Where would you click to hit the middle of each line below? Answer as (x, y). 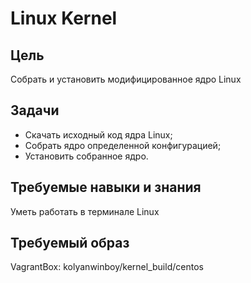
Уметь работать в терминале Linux (85, 211)
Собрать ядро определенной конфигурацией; (123, 145)
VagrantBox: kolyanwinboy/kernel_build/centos (107, 267)
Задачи (35, 110)
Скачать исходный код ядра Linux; (98, 134)
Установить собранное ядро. (86, 156)
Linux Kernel (64, 18)
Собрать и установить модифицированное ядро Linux (126, 79)
